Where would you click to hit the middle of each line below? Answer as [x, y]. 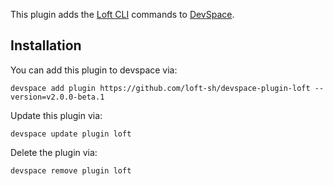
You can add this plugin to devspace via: [94, 70]
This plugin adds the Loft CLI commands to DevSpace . [122, 14]
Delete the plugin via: [54, 152]
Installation [46, 45]
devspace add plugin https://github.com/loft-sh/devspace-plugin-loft [160, 88]
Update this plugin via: [56, 115]
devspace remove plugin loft [71, 170]
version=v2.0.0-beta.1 [57, 97]
